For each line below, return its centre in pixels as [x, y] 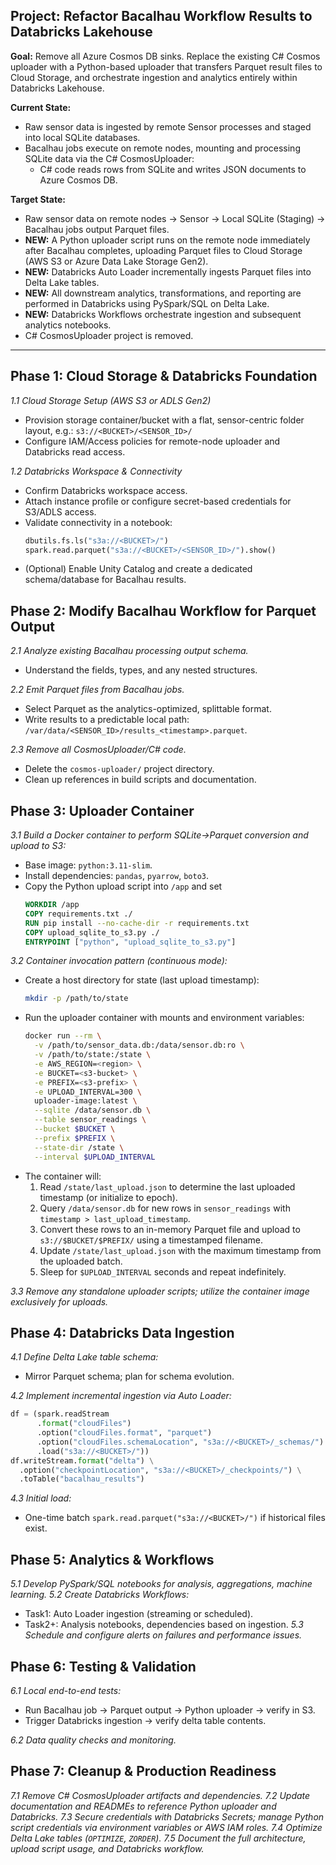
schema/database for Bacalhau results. [105, 580]
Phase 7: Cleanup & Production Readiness [143, 1771]
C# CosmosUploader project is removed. [109, 335]
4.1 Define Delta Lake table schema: [84, 1357]
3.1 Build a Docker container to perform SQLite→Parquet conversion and [159, 835]
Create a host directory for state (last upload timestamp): [142, 980]
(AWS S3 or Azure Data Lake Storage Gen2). [116, 261]
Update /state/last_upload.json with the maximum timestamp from [180, 1250]
